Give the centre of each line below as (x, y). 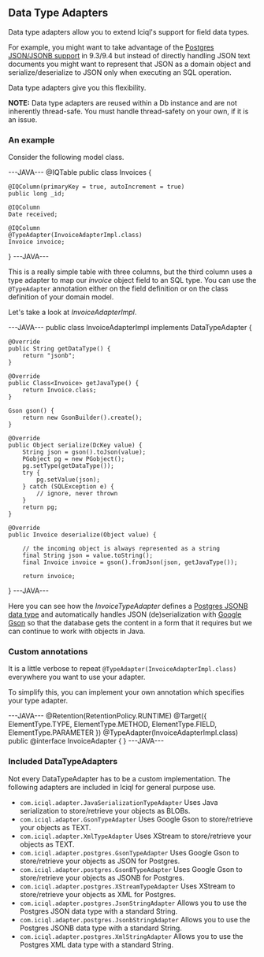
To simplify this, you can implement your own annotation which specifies (126, 692)
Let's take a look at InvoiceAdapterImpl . (73, 312)
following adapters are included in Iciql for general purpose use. (112, 787)
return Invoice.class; (59, 390)
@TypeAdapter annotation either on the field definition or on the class (118, 289)
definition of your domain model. (61, 297)
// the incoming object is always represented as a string (121, 549)
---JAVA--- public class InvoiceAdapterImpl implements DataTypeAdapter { (130, 328)
